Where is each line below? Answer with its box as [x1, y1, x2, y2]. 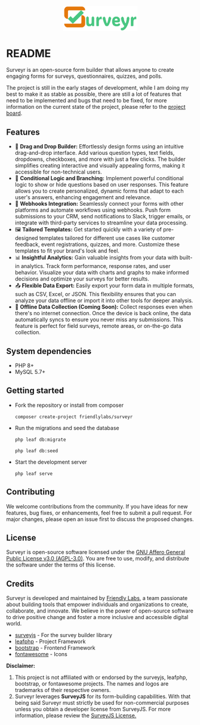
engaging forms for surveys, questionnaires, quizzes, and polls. [6, 72, 163, 80]
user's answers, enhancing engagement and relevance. [14, 194, 152, 201]
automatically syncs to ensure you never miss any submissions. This [14, 316, 184, 323]
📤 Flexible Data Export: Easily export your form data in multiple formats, [14, 282, 195, 290]
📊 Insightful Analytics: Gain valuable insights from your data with [14, 254, 179, 261]
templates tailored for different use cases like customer [39, 234, 175, 242]
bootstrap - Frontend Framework [14, 644, 96, 651]
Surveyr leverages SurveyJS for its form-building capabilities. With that [14, 693, 191, 700]
